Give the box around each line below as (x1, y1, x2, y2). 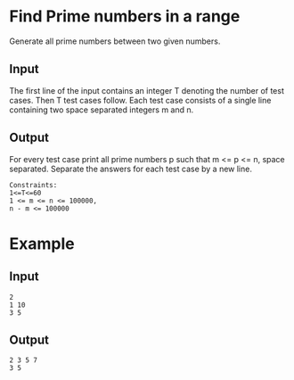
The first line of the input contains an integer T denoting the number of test (9, 85, 285, 95)
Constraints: (9, 180, 58, 189)
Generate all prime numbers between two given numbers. (9, 36, 221, 46)
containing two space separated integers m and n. (9, 104, 194, 115)
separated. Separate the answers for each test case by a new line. (9, 163, 252, 174)
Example (9, 234, 75, 253)
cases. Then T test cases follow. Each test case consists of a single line (9, 95, 272, 105)
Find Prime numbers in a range (9, 6, 241, 27)
